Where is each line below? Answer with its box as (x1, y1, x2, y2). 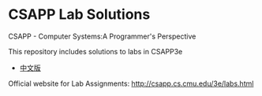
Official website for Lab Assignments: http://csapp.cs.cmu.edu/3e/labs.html (8, 79, 254, 88)
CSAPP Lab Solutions (8, 6, 151, 24)
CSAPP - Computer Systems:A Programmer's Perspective (8, 31, 196, 41)
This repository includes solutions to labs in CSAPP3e (8, 46, 183, 56)
